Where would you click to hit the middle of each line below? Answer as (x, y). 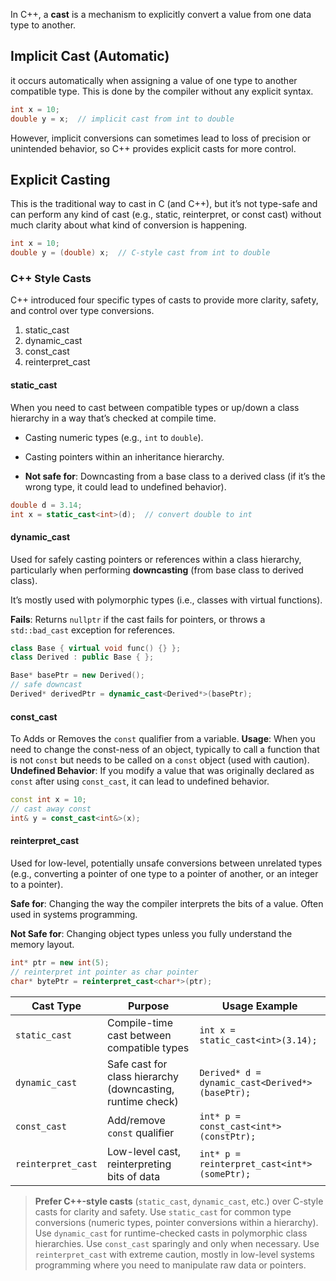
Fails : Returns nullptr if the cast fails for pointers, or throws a (138, 619)
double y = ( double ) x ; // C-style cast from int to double (140, 253)
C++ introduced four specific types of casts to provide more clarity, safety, (164, 300)
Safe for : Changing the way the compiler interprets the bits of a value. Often (167, 903)
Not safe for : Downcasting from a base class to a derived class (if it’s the (175, 476)
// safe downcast (46, 685)
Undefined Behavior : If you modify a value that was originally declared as (162, 771)
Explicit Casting (60, 179)
